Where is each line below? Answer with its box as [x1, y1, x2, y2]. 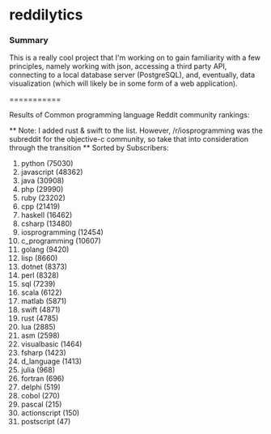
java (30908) [20, 176, 65, 185]
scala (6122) [20, 287, 63, 297]
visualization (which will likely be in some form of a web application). [9, 79, 238, 88]
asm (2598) [20, 330, 60, 341]
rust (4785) [20, 313, 59, 323]
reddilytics [9, 6, 83, 24]
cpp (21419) [20, 202, 61, 211]
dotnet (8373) [20, 262, 68, 272]
